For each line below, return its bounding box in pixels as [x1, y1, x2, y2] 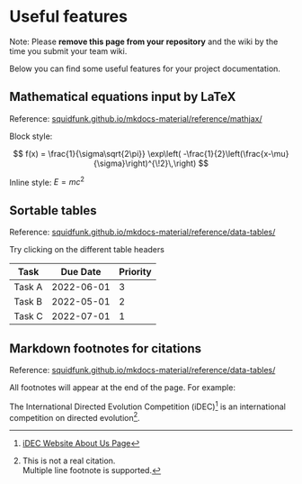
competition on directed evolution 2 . [9, 410, 141, 423]
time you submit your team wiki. [9, 45, 128, 56]
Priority [119, 266, 152, 279]
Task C [13, 310, 43, 323]
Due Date [60, 266, 102, 279]
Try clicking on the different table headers [9, 244, 164, 255]
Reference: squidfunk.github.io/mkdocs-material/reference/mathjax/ [9, 113, 262, 123]
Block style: [9, 131, 53, 142]
